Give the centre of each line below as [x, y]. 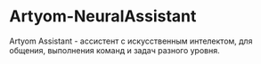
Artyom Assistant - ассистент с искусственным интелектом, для [131, 41]
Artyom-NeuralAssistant [103, 16]
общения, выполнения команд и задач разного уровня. [114, 50]
